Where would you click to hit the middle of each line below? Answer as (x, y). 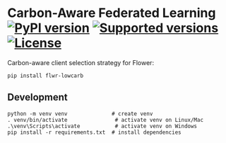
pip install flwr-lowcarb (45, 76)
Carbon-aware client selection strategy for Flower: (81, 62)
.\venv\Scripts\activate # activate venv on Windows (102, 126)
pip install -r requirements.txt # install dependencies (94, 132)
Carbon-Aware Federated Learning (112, 13)
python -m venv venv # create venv (80, 114)
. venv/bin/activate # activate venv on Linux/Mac (105, 120)
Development (38, 97)
